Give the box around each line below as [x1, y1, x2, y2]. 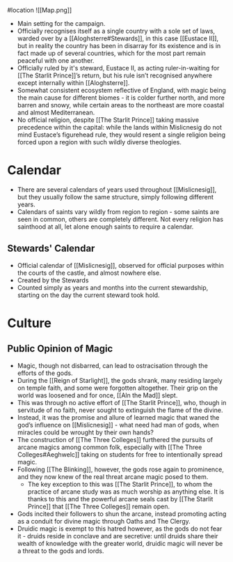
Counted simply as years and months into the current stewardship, [17, 283, 209, 291]
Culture [7, 315, 52, 331]
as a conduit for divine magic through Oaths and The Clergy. [17, 517, 191, 525]
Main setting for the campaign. [17, 20, 106, 27]
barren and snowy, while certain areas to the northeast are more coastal [17, 101, 225, 109]
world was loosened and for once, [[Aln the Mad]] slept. [17, 390, 178, 400]
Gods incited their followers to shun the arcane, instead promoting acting [17, 509, 227, 518]
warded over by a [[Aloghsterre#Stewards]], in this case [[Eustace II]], [17, 34, 219, 43]
